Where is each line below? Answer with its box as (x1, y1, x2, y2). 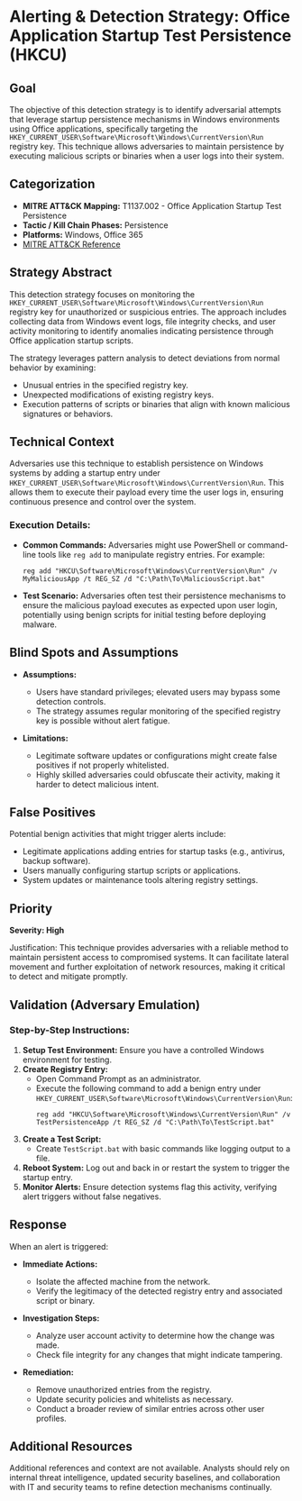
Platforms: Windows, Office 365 (22, 229, 143, 240)
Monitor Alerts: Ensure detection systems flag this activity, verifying (22, 1181, 278, 1192)
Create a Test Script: (22, 1133, 102, 1144)
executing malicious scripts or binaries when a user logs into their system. (9, 150, 285, 161)
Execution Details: (9, 519, 91, 532)
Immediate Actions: (22, 1259, 98, 1269)
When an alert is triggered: (9, 1241, 109, 1251)
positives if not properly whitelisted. (35, 760, 169, 770)
